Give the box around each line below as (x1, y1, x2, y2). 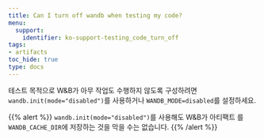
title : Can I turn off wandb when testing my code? (8, 11, 182, 20)
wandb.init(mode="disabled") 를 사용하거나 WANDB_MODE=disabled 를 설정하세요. (8, 96, 256, 105)
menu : (8, 19, 26, 27)
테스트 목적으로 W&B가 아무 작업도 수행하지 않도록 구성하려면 (8, 85, 197, 95)
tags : (8, 41, 26, 49)
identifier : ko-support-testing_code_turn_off (22, 33, 179, 42)
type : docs (8, 63, 44, 71)
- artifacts (8, 48, 48, 56)
